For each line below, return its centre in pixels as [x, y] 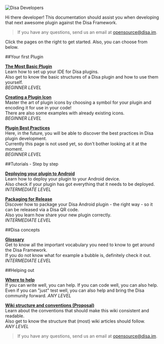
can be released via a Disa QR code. [42, 210]
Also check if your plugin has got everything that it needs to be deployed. [80, 184]
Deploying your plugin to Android [40, 173]
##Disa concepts [23, 230]
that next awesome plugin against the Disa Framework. [61, 23]
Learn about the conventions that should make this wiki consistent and [77, 310]
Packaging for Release [29, 199]
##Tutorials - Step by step [32, 164]
